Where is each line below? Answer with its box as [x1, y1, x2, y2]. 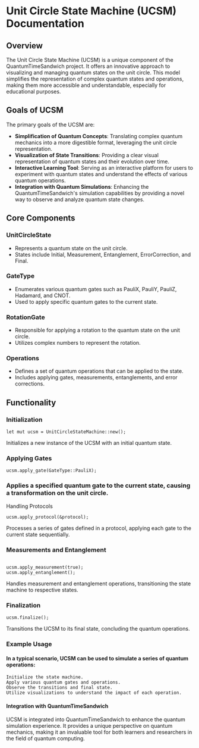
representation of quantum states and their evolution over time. [14, 158, 169, 165]
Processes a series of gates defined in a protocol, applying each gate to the [6, 524, 192, 531]
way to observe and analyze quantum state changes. [14, 195, 144, 203]
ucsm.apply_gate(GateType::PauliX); [6, 467, 97, 474]
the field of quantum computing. [6, 734, 85, 742]
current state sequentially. [6, 531, 70, 538]
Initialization [6, 415, 43, 423]
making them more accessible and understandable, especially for [6, 82, 166, 89]
